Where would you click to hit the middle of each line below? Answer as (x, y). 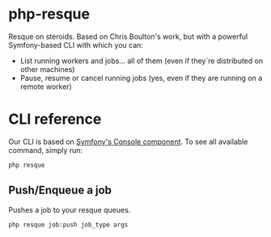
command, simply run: (46, 150)
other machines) (47, 69)
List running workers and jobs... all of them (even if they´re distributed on (142, 61)
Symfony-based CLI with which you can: (76, 44)
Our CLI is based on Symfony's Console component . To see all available (128, 142)
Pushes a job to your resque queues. (70, 209)
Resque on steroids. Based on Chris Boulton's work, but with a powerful (128, 36)
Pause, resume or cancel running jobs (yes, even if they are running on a (141, 78)
